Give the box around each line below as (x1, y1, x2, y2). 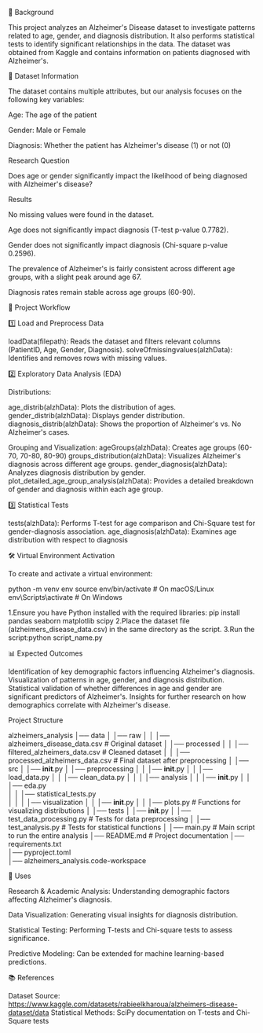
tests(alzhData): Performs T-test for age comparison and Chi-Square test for (8, 519, 256, 528)
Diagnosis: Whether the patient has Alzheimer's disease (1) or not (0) (8, 141, 232, 149)
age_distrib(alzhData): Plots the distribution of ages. (8, 403, 177, 412)
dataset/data (8, 1008, 49, 1017)
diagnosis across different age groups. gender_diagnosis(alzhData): (8, 460, 228, 469)
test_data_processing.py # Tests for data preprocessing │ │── (8, 814, 210, 823)
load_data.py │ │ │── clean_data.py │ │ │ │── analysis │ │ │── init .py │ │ (8, 773, 251, 781)
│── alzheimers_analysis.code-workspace (8, 856, 147, 865)
